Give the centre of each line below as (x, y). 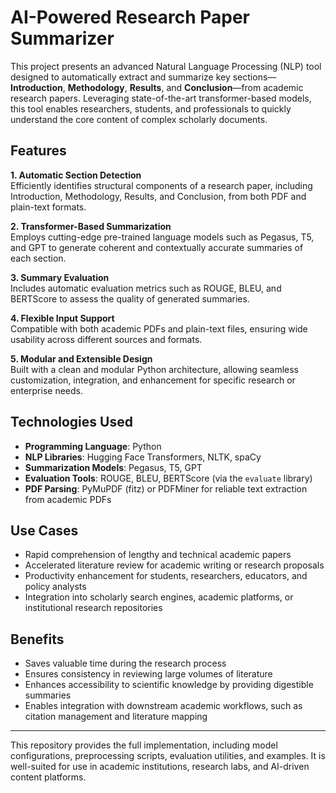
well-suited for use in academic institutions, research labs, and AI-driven (160, 767)
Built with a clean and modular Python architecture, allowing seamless (155, 369)
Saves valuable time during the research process (125, 663)
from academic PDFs (68, 499)
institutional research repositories (93, 608)
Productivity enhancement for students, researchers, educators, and (166, 576)
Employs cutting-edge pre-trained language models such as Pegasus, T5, (162, 237)
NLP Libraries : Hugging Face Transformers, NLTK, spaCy (143, 457)
